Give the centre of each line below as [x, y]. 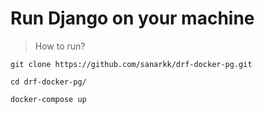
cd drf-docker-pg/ [48, 82]
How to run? [60, 46]
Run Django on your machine [132, 18]
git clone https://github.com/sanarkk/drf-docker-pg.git [131, 64]
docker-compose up [48, 99]
